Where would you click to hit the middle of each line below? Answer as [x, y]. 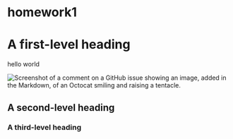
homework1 [42, 12]
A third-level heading [44, 128]
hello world [24, 64]
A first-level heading [69, 45]
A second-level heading [61, 108]
